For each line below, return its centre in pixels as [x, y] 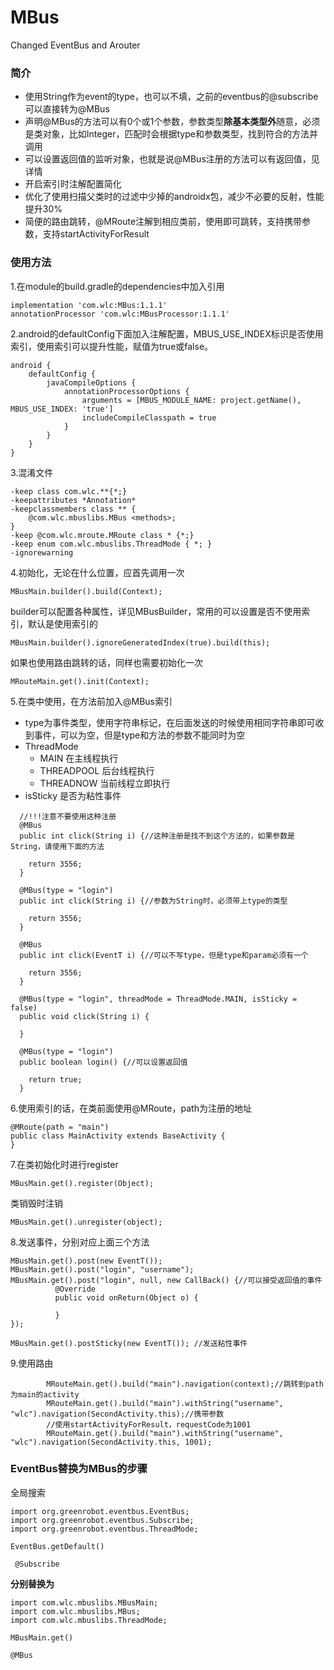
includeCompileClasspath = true [149, 417]
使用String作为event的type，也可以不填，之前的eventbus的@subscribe [171, 97]
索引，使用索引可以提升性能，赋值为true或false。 [112, 346]
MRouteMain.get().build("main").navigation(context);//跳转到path [185, 1384]
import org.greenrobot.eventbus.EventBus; [100, 1511]
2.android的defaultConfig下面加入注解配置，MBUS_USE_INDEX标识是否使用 [167, 333]
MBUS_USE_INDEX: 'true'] [62, 409]
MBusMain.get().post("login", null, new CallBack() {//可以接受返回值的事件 [166, 1280]
